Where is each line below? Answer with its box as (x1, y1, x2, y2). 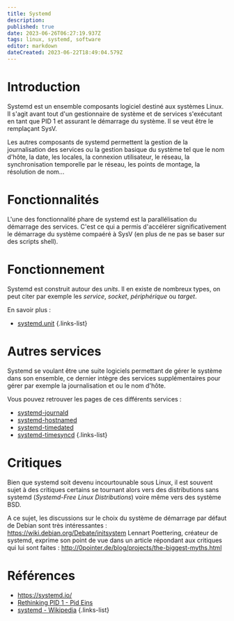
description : (7, 17, 45, 24)
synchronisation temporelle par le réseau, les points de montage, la (7, 160, 201, 168)
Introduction (7, 79, 81, 95)
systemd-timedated (17, 423, 75, 431)
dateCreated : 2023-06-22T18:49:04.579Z (7, 49, 123, 56)
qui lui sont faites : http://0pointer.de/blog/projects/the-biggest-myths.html (7, 543, 222, 551)
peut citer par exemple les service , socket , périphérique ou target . (7, 292, 197, 300)
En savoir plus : (7, 305, 51, 314)
